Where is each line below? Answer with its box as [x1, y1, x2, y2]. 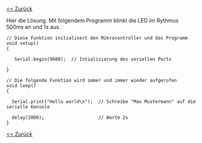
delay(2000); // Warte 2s [11, 115, 129, 121]
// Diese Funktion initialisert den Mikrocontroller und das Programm [6, 35, 188, 41]
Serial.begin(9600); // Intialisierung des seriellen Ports [14, 56, 172, 62]
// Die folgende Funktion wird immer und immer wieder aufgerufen [6, 78, 177, 84]
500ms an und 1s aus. [6, 24, 61, 30]
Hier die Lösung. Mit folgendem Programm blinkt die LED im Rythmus [6, 17, 179, 24]
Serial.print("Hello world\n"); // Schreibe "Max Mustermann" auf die [11, 99, 197, 105]
